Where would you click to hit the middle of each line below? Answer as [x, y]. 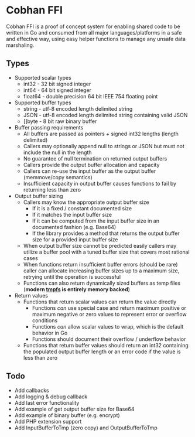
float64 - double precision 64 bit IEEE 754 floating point [90, 96]
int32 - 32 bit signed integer [57, 84]
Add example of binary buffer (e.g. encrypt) [67, 415]
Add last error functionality [47, 402]
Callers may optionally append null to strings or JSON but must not [104, 146]
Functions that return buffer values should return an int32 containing [106, 345]
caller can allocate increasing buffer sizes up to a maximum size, [101, 271]
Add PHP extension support [48, 421]
